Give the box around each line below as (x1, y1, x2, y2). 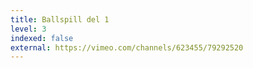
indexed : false (10, 33, 74, 43)
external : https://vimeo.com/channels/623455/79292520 (10, 42, 244, 53)
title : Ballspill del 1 (10, 14, 110, 25)
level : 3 (10, 24, 47, 34)
